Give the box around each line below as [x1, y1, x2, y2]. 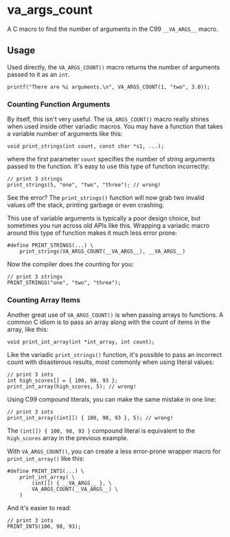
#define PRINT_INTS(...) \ [7, 468, 84, 475]
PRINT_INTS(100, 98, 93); [7, 523, 81, 530]
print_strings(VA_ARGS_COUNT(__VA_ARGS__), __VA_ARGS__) [19, 248, 186, 255]
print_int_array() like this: [7, 455, 84, 463]
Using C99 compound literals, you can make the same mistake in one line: [7, 396, 216, 404]
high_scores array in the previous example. [7, 434, 128, 442]
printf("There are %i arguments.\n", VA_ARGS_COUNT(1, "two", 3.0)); [7, 83, 211, 91]
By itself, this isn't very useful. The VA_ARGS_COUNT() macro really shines [7, 115, 209, 124]
